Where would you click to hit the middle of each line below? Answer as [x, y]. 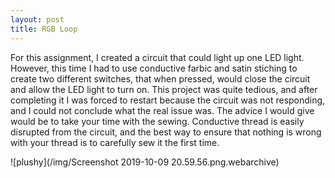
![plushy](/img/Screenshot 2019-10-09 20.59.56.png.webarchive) [145, 162]
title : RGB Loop [44, 29]
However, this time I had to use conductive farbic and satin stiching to [154, 68]
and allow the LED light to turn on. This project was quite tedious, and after [164, 89]
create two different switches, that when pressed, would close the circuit [160, 78]
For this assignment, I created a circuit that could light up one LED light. [157, 57]
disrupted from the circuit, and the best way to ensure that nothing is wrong [166, 132]
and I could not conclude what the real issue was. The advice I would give [162, 110]
